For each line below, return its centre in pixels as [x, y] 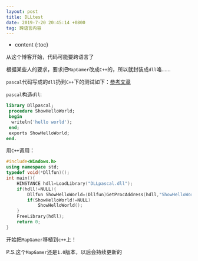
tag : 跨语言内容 [24, 28]
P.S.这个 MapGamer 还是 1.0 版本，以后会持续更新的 [64, 252]
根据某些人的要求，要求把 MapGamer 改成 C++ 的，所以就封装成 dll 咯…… [88, 70]
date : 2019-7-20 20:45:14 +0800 [46, 22]
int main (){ [21, 178]
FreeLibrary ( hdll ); [41, 217]
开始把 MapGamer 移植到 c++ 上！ [41, 239]
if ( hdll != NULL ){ [37, 189]
